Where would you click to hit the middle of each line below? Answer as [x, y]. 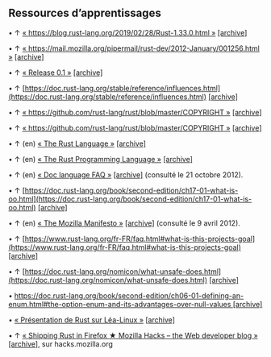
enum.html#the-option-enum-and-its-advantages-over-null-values [120, 304]
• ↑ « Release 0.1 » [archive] [56, 73]
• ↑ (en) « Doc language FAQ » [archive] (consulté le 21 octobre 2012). [126, 174]
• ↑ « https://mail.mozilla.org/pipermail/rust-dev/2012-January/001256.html [134, 48]
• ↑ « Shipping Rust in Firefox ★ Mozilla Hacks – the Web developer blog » [133, 335]
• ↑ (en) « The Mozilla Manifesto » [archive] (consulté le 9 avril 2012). [124, 223]
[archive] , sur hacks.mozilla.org [60, 344]
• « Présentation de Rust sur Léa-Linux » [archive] [92, 320]
